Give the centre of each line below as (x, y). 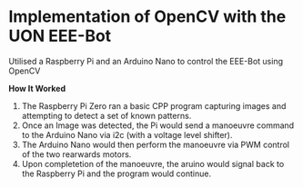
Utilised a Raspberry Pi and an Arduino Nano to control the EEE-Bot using (146, 61)
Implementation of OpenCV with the (147, 17)
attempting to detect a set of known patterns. (106, 115)
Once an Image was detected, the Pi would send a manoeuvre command (158, 125)
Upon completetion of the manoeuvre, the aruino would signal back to (153, 163)
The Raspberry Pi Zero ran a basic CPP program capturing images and (154, 105)
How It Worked (37, 88)
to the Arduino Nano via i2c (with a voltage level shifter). (127, 134)
